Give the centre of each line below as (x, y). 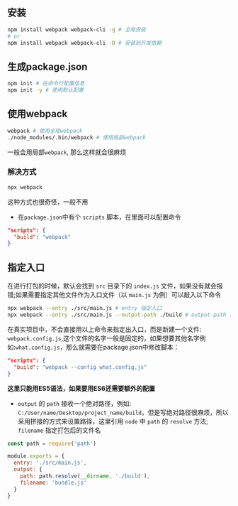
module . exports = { (36, 456)
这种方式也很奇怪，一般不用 (48, 202)
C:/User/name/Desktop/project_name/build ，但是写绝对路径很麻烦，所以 (123, 412)
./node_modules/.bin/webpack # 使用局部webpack (77, 137)
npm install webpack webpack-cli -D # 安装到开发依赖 (85, 43)
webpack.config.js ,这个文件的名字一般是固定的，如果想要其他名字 (103, 338)
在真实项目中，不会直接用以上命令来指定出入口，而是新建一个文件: (104, 329)
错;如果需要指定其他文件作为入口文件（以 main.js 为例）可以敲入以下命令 (114, 295)
